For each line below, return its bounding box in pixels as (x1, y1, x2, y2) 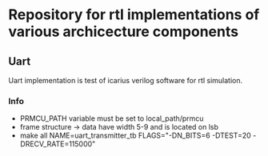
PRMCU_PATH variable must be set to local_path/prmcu (19, 114, 204, 123)
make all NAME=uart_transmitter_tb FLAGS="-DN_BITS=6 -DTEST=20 (19, 130, 252, 141)
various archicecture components (8, 22, 238, 41)
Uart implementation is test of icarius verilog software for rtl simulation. (8, 76, 242, 85)
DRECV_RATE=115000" (19, 139, 96, 149)
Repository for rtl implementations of (8, 6, 260, 24)
